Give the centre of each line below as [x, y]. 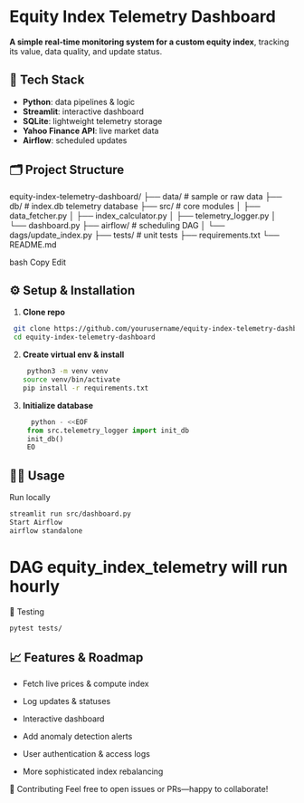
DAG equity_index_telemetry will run [148, 567]
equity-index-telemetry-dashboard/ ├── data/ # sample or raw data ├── [146, 196]
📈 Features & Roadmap [76, 658]
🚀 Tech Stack [47, 80]
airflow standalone [46, 531]
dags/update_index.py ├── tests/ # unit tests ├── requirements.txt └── [145, 235]
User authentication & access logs [86, 754]
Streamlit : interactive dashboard [83, 111]
